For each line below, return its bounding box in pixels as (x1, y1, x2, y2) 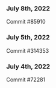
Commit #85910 (6, 18, 46, 25)
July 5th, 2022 (6, 33, 50, 42)
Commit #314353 (6, 47, 49, 54)
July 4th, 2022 (6, 62, 51, 70)
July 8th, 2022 (6, 4, 50, 13)
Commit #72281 (6, 76, 46, 83)
